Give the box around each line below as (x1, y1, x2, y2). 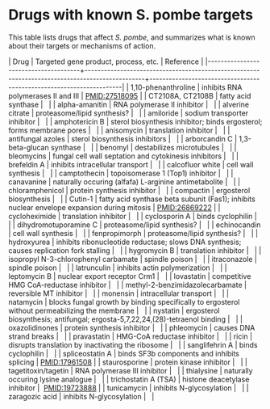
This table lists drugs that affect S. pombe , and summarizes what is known (8, 32, 255, 42)
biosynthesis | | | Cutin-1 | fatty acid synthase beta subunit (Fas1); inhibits (8, 194, 255, 204)
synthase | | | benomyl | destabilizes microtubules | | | (51, 142, 237, 152)
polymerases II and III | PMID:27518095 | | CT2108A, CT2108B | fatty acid (8, 91, 251, 100)
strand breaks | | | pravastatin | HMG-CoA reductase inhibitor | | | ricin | (8, 331, 252, 341)
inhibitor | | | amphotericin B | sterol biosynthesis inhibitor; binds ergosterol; (8, 116, 263, 126)
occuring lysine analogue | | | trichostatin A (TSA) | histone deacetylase (8, 374, 250, 384)
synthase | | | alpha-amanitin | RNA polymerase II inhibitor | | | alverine (8, 99, 250, 109)
